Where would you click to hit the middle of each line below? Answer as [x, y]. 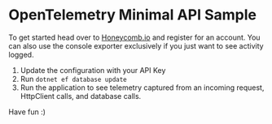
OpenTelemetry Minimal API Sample [132, 15]
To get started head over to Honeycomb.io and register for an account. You [134, 37]
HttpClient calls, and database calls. [81, 96]
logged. [21, 54]
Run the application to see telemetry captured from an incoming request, [142, 88]
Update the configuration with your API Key [93, 70]
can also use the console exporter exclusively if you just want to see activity [136, 45]
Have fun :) [27, 112]
